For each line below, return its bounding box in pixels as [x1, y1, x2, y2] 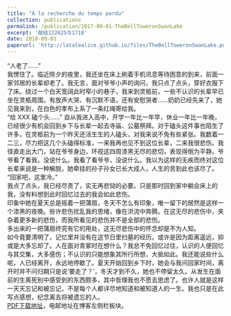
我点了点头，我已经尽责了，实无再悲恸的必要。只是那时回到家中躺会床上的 [7, 182, 218, 189]
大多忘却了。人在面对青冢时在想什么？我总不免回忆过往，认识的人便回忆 [19, 241, 224, 250]
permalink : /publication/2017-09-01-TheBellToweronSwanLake [7, 23, 184, 29]
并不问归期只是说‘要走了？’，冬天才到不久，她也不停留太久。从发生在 [19, 267, 215, 275]
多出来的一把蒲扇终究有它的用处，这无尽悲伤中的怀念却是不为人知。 [7, 224, 200, 232]
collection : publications [7, 16, 81, 23]
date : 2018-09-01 [7, 36, 57, 42]
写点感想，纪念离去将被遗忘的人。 [7, 293, 104, 301]
